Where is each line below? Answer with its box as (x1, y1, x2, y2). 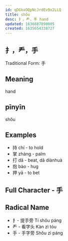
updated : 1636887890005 (5, 21, 55, 27)
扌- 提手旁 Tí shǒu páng (12, 217, 62, 223)
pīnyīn (5, 103, 26, 111)
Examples (5, 131, 36, 139)
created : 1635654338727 (5, 26, 55, 31)
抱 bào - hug (12, 164, 39, 170)
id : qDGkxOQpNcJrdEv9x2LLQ (5, 7, 61, 13)
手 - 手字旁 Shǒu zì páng (12, 229, 63, 236)
